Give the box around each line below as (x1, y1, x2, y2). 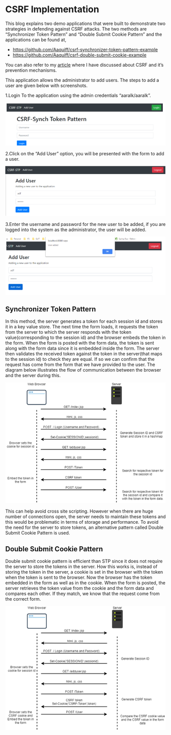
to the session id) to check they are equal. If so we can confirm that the (5, 356, 155, 362)
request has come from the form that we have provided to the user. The (5, 361, 155, 367)
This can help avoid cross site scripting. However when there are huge (5, 508, 154, 515)
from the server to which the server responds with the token (5, 329, 131, 335)
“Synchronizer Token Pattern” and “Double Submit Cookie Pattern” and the (5, 31, 162, 37)
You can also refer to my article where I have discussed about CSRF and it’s (5, 62, 164, 68)
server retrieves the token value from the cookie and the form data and (5, 585, 154, 591)
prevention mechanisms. (5, 67, 57, 73)
